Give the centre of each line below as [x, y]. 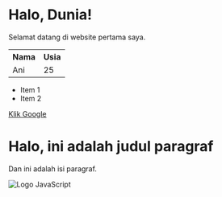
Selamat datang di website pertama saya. [77, 37]
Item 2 [31, 98]
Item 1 [30, 89]
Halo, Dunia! [50, 15]
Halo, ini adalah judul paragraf [111, 147]
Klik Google [27, 113]
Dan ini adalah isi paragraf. [52, 168]
